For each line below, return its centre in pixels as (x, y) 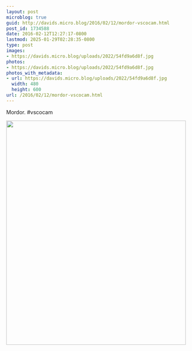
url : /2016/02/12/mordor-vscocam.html (54, 95)
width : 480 (25, 84)
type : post (20, 45)
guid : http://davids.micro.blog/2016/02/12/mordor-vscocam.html (88, 23)
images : (16, 51)
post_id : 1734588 (28, 28)
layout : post (22, 12)
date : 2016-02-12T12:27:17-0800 (46, 34)
